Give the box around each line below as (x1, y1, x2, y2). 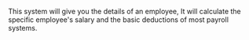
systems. (8, 24, 38, 32)
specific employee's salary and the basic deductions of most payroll (8, 15, 229, 24)
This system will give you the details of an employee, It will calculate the (8, 7, 241, 16)
